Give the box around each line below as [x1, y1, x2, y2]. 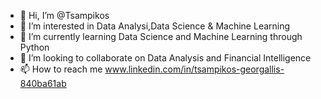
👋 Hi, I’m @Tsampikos [19, 10, 110, 21]
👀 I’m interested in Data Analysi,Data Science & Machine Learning [19, 20, 291, 32]
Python [19, 41, 50, 53]
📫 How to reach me [19, 63, 103, 75]
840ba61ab [19, 78, 67, 89]
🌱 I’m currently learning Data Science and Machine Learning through [19, 31, 303, 42]
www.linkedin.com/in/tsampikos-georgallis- [104, 63, 285, 75]
